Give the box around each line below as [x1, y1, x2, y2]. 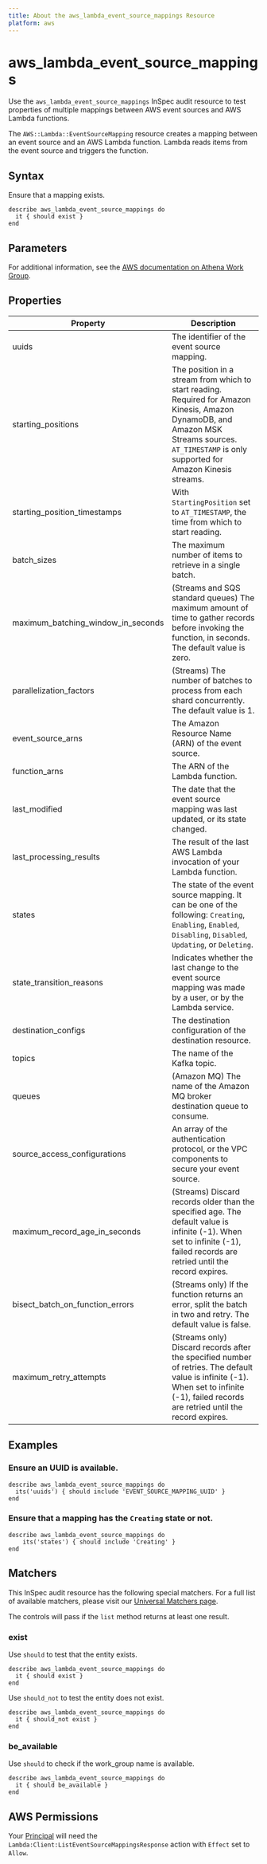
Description [190, 317, 236, 328]
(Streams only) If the [172, 1279, 249, 1290]
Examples [8, 1438, 58, 1452]
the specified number [172, 1351, 252, 1363]
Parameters [8, 241, 68, 255]
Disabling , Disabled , [172, 929, 248, 940]
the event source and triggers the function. [8, 146, 149, 155]
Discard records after [172, 1341, 252, 1352]
